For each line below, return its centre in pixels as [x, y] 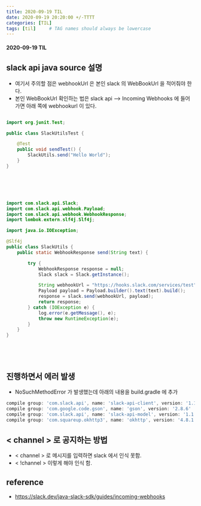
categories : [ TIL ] [29, 23]
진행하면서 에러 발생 [41, 377]
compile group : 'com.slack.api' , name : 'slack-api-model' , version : [93, 414]
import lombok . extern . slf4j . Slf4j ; [51, 220]
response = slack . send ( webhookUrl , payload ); [96, 297]
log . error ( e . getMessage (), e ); [77, 313]
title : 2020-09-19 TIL [34, 12]
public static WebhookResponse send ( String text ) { [83, 252]
